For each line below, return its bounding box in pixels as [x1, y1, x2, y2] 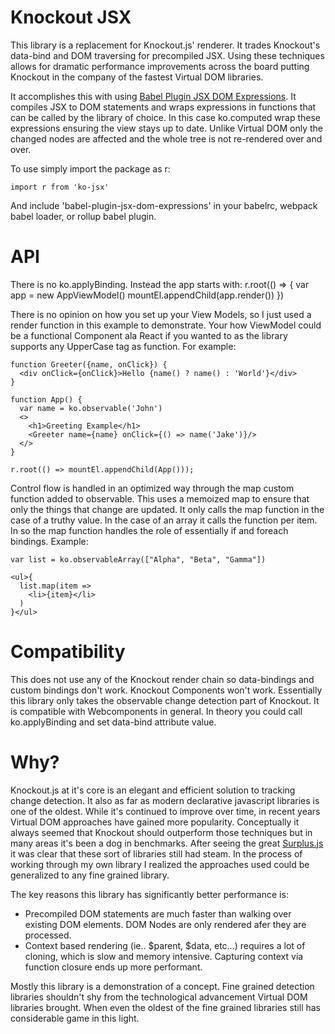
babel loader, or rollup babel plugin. [10, 210, 157, 222]
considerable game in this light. [10, 1012, 140, 1024]
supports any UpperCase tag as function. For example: [10, 340, 237, 352]
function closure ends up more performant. [24, 961, 203, 973]
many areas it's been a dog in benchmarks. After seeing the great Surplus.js [10, 837, 324, 849]
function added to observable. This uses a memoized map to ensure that [10, 492, 310, 505]
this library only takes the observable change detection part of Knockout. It [10, 694, 320, 706]
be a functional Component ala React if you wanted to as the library [10, 329, 288, 341]
